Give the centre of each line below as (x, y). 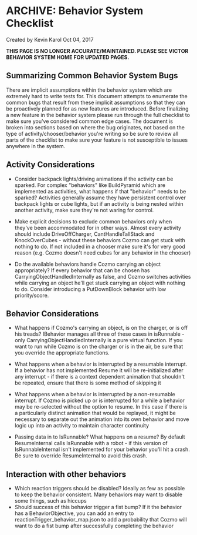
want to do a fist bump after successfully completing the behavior (94, 526)
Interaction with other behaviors (66, 474)
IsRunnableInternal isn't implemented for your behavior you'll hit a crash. (102, 449)
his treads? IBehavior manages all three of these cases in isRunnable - (99, 334)
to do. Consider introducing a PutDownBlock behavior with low (90, 289)
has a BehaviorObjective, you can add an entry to (74, 513)
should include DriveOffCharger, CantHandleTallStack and (84, 234)
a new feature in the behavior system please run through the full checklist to (98, 115)
